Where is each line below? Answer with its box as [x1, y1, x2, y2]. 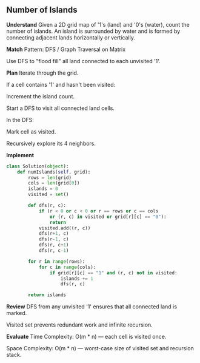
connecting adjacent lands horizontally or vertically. [6, 33, 135, 41]
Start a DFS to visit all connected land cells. [6, 104, 115, 112]
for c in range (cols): [38, 264, 96, 270]
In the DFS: [6, 116, 35, 123]
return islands [28, 292, 67, 298]
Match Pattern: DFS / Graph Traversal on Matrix [6, 46, 126, 53]
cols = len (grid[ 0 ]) [28, 180, 80, 186]
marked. [6, 310, 27, 317]
